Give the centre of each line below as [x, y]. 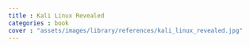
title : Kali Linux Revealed [56, 16]
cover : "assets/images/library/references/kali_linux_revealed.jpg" [126, 30]
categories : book [38, 23]
